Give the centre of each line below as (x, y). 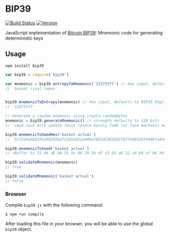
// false (14, 181)
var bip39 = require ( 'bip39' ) (37, 75)
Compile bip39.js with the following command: (54, 205)
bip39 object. (19, 229)
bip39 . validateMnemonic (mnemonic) (42, 162)
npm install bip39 (25, 66)
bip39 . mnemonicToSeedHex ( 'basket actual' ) (51, 134)
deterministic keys (24, 38)
